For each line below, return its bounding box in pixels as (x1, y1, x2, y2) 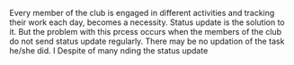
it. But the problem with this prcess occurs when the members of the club (9, 27, 281, 37)
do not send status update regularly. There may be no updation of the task (9, 36, 285, 46)
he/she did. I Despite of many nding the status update (9, 45, 209, 56)
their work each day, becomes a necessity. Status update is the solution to (9, 17, 285, 28)
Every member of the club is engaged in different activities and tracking (9, 8, 275, 18)
